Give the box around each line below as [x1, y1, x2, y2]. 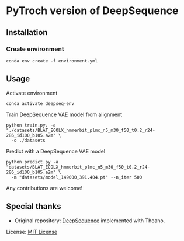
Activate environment [6, 89, 58, 96]
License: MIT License [6, 228, 57, 235]
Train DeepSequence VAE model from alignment [6, 111, 123, 118]
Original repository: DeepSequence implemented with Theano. [14, 217, 165, 224]
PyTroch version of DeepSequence [6, 4, 179, 18]
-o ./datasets [11, 137, 46, 144]
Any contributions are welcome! [6, 184, 83, 191]
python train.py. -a [6, 122, 57, 128]
